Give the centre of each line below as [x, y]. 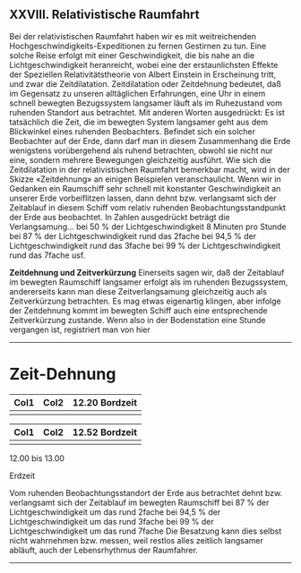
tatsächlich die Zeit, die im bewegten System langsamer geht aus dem [139, 122]
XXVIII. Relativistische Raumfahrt [104, 15]
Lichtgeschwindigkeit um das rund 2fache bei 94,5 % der [115, 512]
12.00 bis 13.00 [37, 458]
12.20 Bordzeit [104, 402]
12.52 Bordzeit [104, 432]
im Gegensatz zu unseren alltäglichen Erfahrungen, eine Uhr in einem [138, 93]
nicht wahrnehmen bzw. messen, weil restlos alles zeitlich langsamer [137, 540]
